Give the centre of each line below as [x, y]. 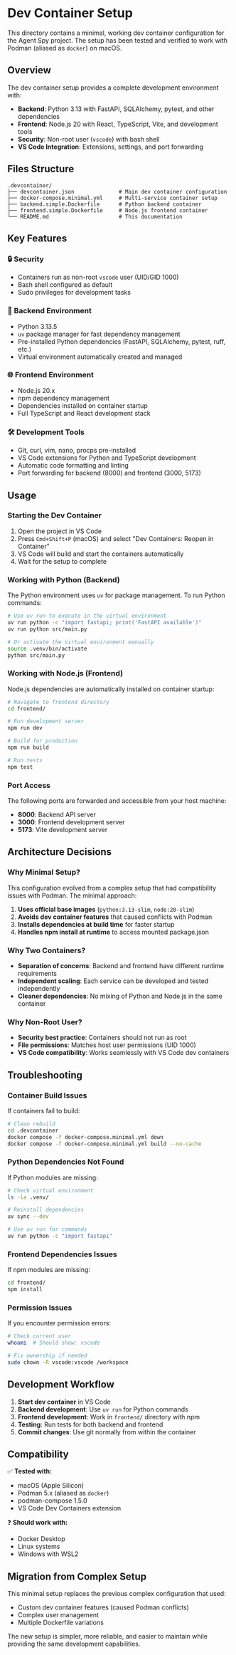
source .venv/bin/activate [47, 648]
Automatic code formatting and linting [73, 466]
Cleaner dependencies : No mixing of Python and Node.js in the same [120, 996]
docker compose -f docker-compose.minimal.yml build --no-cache [104, 1144]
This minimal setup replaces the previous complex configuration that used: [117, 1594]
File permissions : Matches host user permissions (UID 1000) [107, 1045]
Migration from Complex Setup [77, 1576]
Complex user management [58, 1615]
